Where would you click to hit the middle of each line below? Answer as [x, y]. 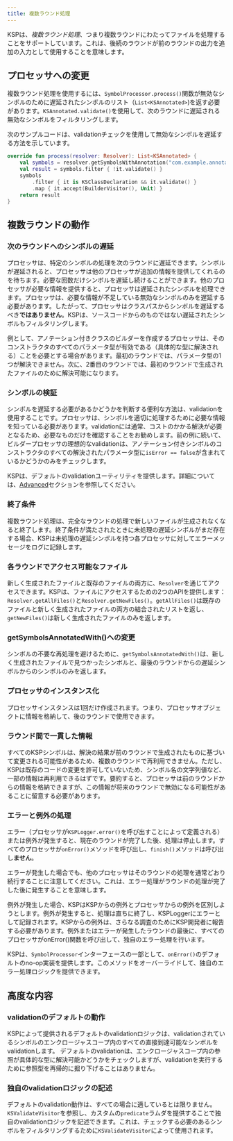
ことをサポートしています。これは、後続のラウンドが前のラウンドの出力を [113, 43]
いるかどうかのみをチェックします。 [59, 461]
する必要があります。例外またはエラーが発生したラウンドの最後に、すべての [116, 931]
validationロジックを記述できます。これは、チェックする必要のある [115, 1122]
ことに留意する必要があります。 [58, 795]
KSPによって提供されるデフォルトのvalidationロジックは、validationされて [113, 1033]
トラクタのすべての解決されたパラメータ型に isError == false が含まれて [122, 453]
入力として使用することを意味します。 [74, 51]
